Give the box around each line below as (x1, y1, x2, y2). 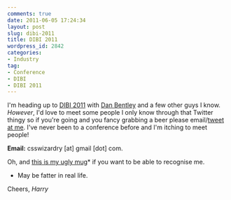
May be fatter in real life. (17, 171, 88, 180)
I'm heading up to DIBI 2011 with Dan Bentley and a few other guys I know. (7, 101, 220, 109)
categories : (7, 50, 42, 57)
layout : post (7, 23, 45, 30)
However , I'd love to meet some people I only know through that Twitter (7, 108, 213, 117)
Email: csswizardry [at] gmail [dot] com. (7, 144, 123, 152)
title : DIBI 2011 (7, 36, 58, 43)
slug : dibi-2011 (7, 29, 55, 37)
